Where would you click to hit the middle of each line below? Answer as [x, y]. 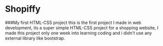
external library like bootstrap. [35, 38]
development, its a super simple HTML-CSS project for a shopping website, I [82, 27]
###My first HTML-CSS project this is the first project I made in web [73, 23]
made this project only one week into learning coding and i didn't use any [79, 33]
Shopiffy [23, 9]
